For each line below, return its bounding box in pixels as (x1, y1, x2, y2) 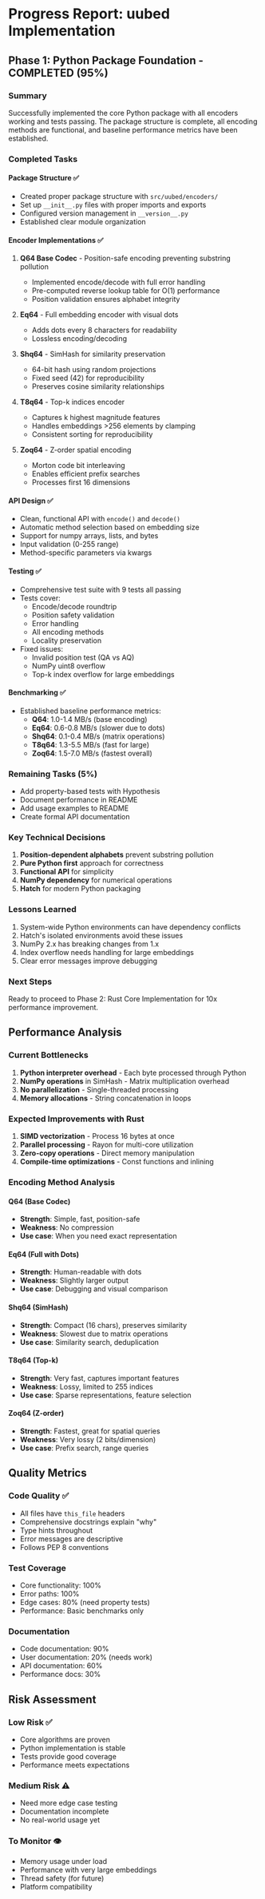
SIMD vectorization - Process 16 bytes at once (19, 1131, 175, 1140)
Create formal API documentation (19, 812, 130, 822)
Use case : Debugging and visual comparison (19, 1284, 168, 1294)
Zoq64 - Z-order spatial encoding (19, 445, 132, 455)
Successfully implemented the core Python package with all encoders (8, 108, 239, 117)
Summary (8, 89, 48, 101)
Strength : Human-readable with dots (19, 1267, 142, 1277)
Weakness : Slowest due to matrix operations (19, 1329, 168, 1338)
